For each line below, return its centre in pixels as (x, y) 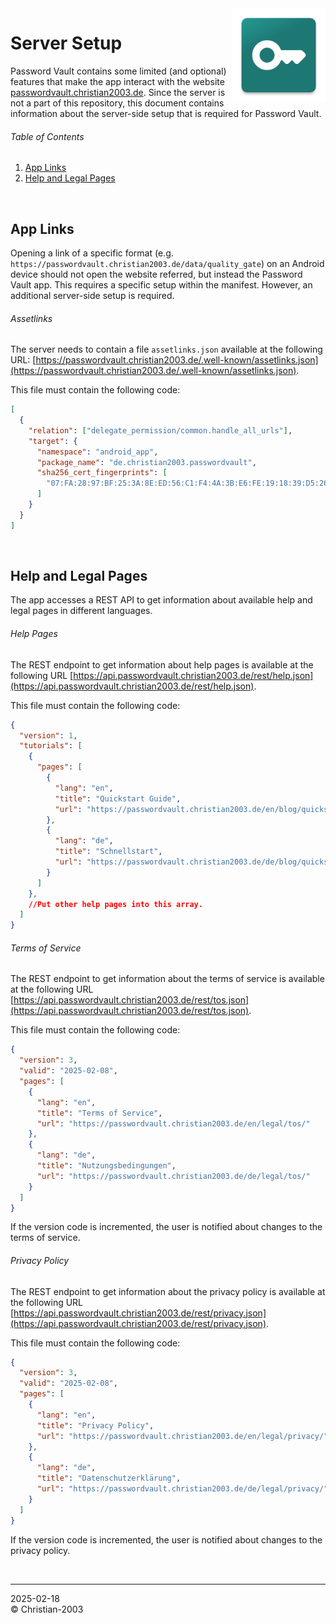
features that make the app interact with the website (117, 81)
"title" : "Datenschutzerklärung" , (109, 1478)
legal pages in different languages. (81, 611)
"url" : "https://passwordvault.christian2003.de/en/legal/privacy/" (182, 1436)
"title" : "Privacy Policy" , (95, 1425)
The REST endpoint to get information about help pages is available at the (162, 664)
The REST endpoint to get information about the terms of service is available (167, 979)
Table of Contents (47, 136)
